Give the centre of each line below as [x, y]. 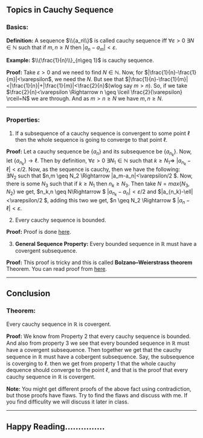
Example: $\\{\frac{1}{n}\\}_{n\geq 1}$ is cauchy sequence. [80, 61]
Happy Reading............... [56, 426]
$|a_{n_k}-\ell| [176, 191]
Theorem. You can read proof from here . [57, 268]
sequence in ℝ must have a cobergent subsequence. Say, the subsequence [100, 357]
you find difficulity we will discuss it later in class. [68, 402]
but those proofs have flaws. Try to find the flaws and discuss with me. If [97, 396]
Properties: [23, 120]
